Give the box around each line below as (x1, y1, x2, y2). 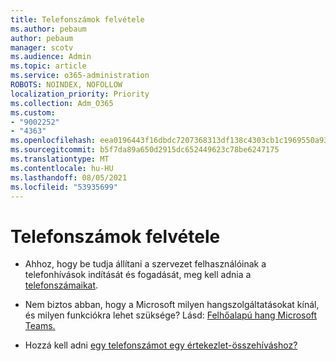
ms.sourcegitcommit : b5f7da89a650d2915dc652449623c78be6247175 (10, 145, 280, 155)
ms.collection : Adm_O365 (10, 98, 114, 108)
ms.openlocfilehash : (10, 136, 97, 146)
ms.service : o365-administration (10, 71, 150, 81)
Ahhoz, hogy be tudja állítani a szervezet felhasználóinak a (24, 258, 267, 270)
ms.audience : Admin (10, 52, 92, 62)
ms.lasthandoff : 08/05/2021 (10, 172, 128, 183)
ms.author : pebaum (10, 24, 87, 34)
